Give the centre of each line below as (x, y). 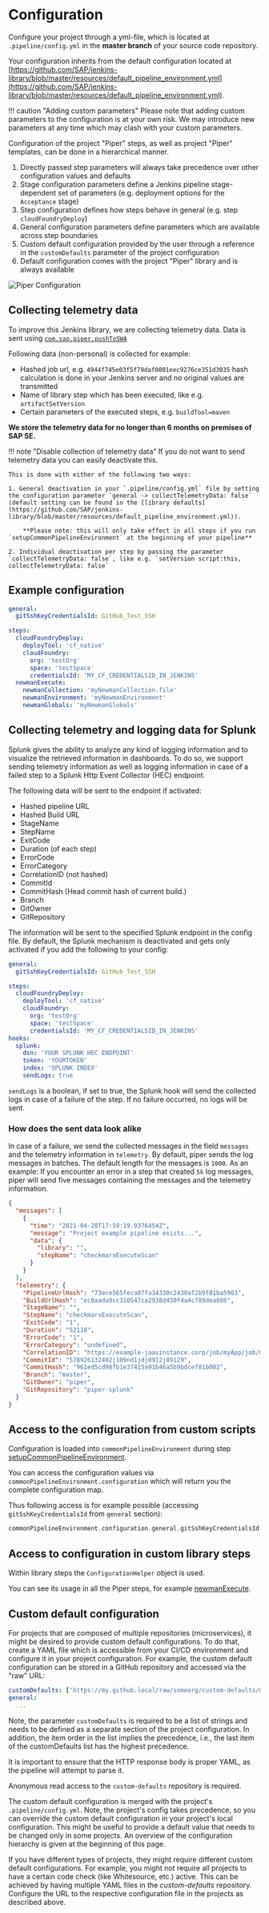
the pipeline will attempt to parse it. (66, 1770)
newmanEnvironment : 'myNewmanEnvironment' (94, 698)
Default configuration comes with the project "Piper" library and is (129, 261)
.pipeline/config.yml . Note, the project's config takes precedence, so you (132, 1810)
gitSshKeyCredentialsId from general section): (85, 1514)
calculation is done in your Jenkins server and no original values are (132, 378)
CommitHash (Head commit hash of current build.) (103, 891)
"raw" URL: (27, 1675)
